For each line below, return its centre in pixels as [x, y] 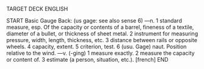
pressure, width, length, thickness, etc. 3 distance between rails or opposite [102, 40]
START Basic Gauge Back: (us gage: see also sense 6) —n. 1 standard [94, 20]
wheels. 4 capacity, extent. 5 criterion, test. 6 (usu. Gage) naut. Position [97, 46]
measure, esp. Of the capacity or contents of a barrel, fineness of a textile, [100, 27]
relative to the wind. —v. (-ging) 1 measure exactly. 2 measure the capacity [100, 53]
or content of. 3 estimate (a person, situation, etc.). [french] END [88, 60]
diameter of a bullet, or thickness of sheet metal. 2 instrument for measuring [102, 34]
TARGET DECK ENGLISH [37, 9]
